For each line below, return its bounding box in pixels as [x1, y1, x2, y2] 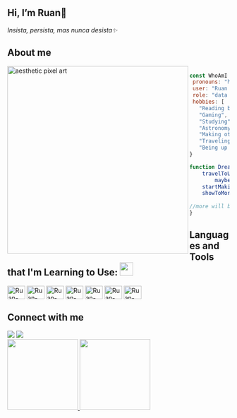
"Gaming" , [198, 111, 228, 119]
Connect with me [7, 311, 85, 323]
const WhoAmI [189, 72, 228, 79]
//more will [189, 203, 224, 210]
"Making [198, 131, 221, 138]
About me [7, 47, 51, 59]
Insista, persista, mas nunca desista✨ [7, 25, 118, 34]
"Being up [198, 144, 228, 152]
